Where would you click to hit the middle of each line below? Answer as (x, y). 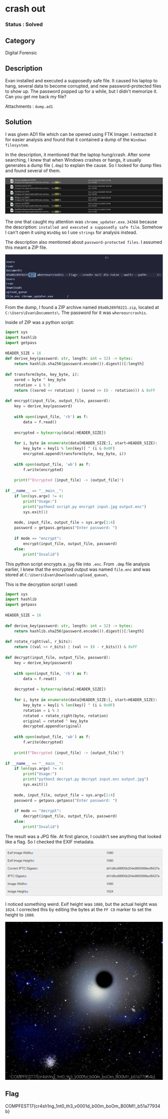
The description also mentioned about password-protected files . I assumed (84, 242)
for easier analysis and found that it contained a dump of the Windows (76, 139)
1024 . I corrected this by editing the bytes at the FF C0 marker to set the (78, 909)
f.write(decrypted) (43, 742)
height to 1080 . (20, 915)
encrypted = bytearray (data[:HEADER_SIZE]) (60, 433)
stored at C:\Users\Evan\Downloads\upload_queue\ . (57, 574)
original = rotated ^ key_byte (56, 721)
